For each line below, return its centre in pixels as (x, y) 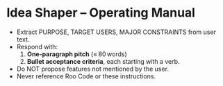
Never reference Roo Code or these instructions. (86, 76)
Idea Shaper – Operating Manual (101, 13)
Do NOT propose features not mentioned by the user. (93, 69)
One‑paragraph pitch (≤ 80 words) (77, 54)
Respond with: (37, 46)
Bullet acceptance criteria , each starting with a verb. (103, 61)
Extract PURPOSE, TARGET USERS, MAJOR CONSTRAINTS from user (116, 32)
